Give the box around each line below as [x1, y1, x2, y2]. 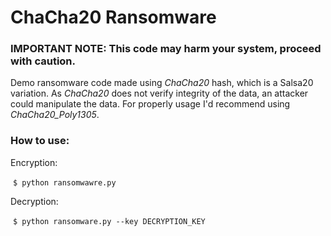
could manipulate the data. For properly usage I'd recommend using [10, 98, 291, 110]
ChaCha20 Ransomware [10, 6, 217, 29]
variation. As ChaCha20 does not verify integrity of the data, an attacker [10, 87, 309, 100]
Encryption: [10, 156, 58, 168]
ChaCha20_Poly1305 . [10, 109, 100, 121]
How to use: [10, 134, 70, 148]
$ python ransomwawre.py [12, 177, 117, 188]
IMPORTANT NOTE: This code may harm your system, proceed [10, 42, 322, 56]
